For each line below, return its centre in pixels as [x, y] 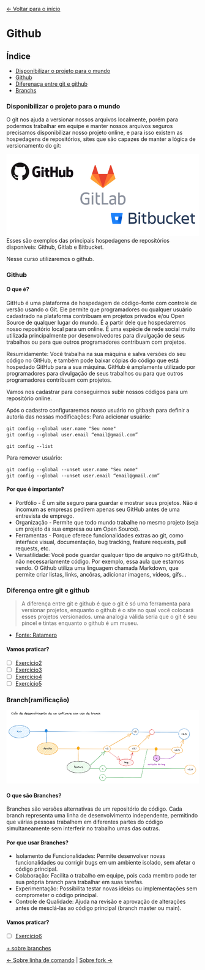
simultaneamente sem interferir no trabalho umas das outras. [83, 828]
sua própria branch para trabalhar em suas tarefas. [79, 882]
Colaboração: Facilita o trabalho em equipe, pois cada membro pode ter [106, 876]
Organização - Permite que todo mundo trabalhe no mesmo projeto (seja [107, 522]
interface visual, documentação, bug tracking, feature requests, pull [101, 542]
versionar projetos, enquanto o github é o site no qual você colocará [107, 610]
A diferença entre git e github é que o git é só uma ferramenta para [106, 604]
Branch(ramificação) [38, 700]
